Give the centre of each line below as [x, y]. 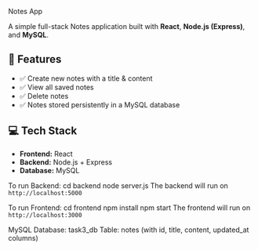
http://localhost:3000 [45, 215]
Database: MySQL [49, 170]
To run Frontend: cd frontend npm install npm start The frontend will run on [129, 208]
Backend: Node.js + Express [65, 162]
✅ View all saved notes [56, 87]
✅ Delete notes [44, 96]
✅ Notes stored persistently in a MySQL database [100, 104]
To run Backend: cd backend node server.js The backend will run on [118, 185]
